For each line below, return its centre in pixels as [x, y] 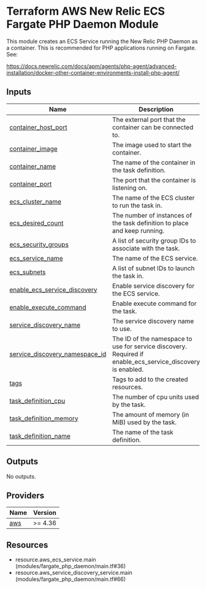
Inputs [19, 92]
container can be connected [153, 127]
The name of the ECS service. [155, 258]
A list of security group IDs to [154, 240]
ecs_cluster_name [36, 202]
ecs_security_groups [39, 245]
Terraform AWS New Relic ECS [86, 11]
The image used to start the [152, 145]
